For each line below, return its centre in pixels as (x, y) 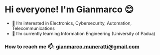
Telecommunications (33, 28)
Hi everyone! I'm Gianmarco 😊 (69, 10)
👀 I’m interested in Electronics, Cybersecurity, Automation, (72, 23)
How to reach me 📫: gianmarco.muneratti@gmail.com (72, 47)
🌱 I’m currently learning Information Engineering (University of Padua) (83, 33)
